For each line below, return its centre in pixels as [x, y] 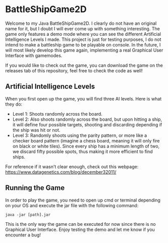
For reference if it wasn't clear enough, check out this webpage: [72, 166]
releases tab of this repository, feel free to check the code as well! [74, 70]
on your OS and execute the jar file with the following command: [72, 205]
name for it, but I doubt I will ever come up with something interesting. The [82, 28]
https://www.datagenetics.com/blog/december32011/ [61, 172]
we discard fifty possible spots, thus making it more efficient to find [82, 151]
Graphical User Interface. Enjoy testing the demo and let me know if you [80, 229]
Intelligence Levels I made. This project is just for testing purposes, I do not [83, 39]
